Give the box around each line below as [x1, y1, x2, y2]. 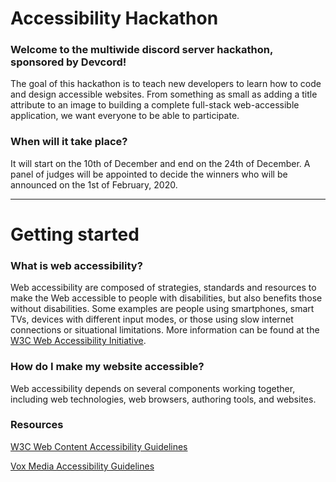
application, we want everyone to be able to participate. [10, 110, 240, 122]
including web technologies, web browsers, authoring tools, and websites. [10, 393, 317, 405]
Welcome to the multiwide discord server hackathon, [10, 43, 273, 57]
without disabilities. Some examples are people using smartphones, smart [10, 303, 315, 315]
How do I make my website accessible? [10, 360, 205, 374]
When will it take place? [10, 135, 128, 149]
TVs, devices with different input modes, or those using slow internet [10, 313, 294, 326]
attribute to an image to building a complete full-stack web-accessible [10, 99, 300, 111]
